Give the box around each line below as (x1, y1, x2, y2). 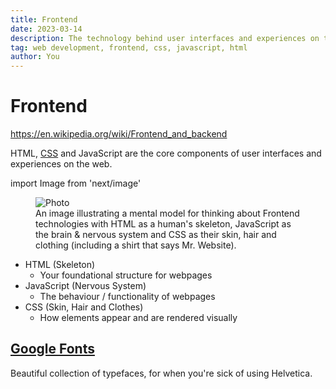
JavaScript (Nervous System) (24, 280, 147, 292)
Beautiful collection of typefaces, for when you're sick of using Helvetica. (10, 367, 313, 379)
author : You (10, 52, 60, 62)
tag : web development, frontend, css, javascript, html (10, 42, 248, 53)
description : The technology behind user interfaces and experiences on (10, 33, 320, 43)
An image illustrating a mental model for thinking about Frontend (35, 207, 300, 220)
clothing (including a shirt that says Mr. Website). (35, 239, 237, 251)
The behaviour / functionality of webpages (39, 291, 216, 303)
